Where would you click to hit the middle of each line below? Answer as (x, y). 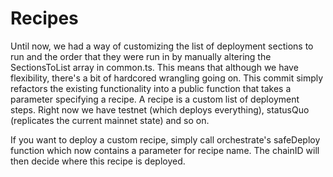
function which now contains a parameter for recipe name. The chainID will (165, 150)
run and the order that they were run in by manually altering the (141, 56)
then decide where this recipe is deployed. (98, 161)
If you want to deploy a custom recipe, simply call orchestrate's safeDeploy (165, 139)
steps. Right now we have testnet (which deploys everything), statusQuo (160, 109)
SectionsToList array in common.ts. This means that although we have (154, 67)
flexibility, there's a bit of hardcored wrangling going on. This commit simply (167, 78)
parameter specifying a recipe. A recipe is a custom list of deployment (155, 99)
